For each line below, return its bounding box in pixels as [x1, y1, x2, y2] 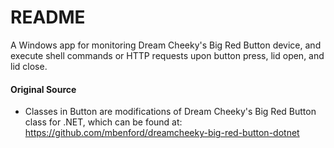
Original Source [10, 83, 77, 95]
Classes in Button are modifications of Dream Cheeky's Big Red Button [24, 106, 317, 118]
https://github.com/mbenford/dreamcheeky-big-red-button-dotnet [24, 127, 300, 139]
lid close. [10, 60, 48, 72]
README [10, 6, 86, 29]
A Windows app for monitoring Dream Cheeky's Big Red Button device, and [10, 39, 322, 51]
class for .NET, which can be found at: [24, 116, 183, 128]
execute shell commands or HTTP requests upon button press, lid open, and [10, 49, 325, 61]
